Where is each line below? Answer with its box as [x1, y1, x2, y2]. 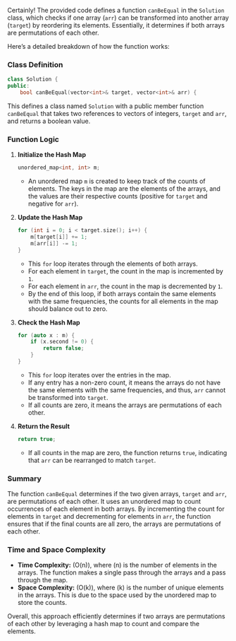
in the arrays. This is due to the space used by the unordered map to [17, 591, 217, 599]
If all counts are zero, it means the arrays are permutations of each [27, 401, 222, 409]
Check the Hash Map [17, 318, 80, 327]
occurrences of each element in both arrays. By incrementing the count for [7, 505, 225, 513]
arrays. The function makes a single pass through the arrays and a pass [17, 568, 226, 577]
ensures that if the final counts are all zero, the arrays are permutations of [7, 519, 221, 529]
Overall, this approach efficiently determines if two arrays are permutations [7, 612, 225, 621]
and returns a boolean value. [7, 117, 91, 125]
